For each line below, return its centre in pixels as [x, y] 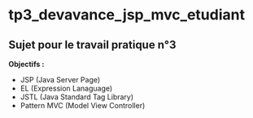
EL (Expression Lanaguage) [66, 88]
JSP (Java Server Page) [60, 80]
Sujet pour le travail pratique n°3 [92, 45]
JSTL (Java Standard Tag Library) [77, 97]
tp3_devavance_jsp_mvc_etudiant [127, 15]
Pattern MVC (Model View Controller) [83, 105]
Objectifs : [26, 64]
